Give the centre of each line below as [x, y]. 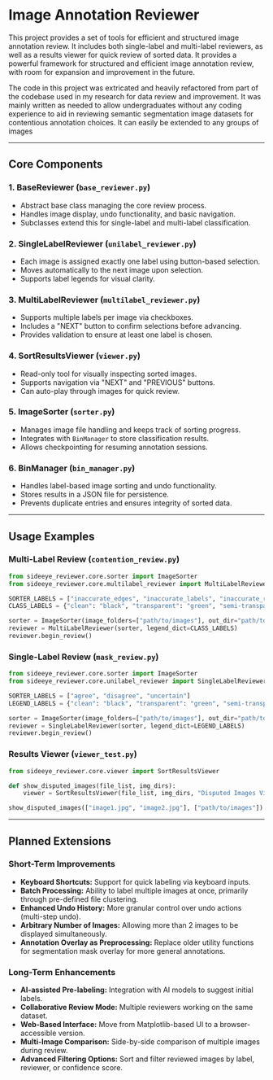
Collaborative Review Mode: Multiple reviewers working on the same [136, 1008]
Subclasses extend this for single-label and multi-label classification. [135, 222]
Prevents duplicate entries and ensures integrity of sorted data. [126, 503]
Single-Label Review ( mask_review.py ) [84, 657]
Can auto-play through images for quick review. [100, 391]
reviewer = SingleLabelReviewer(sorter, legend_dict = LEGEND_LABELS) [127, 726]
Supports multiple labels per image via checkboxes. [106, 317]
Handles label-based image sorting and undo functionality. [118, 486]
